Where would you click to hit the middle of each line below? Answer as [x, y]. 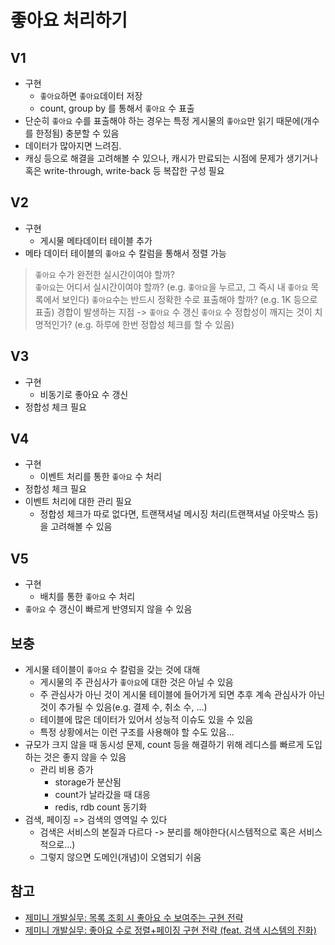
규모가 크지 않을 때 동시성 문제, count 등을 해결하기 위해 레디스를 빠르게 [164, 745]
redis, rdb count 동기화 [101, 807]
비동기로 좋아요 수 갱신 [84, 394]
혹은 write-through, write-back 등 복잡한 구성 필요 [124, 170]
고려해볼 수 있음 [81, 527]
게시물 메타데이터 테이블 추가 [96, 240]
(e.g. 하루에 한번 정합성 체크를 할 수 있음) [154, 324]
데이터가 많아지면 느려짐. [73, 145]
